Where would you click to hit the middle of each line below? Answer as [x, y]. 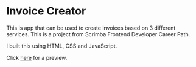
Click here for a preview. [37, 57]
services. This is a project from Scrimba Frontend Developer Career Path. [98, 34]
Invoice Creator [46, 11]
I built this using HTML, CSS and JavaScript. [62, 46]
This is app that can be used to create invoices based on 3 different [91, 28]
